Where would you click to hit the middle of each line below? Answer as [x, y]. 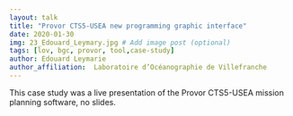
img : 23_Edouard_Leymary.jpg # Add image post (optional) [120, 42]
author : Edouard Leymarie [58, 59]
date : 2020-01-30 [42, 34]
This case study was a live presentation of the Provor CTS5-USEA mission [147, 92]
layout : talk [34, 17]
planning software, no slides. [63, 102]
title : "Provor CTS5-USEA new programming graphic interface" [128, 26]
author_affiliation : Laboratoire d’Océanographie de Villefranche [138, 68]
